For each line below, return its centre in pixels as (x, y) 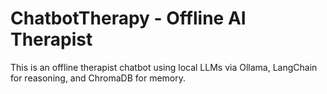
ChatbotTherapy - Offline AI (128, 18)
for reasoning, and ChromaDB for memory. (98, 78)
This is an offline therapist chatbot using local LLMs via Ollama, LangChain (164, 67)
